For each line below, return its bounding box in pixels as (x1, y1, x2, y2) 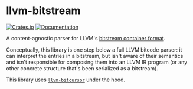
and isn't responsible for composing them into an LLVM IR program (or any (6, 59, 188, 66)
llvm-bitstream (6, 4, 81, 18)
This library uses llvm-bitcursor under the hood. (6, 76, 126, 83)
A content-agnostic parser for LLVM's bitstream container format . (6, 35, 166, 42)
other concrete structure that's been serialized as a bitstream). (6, 64, 158, 71)
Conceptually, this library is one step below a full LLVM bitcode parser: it (6, 46, 182, 53)
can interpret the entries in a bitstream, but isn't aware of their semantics (6, 52, 184, 59)
